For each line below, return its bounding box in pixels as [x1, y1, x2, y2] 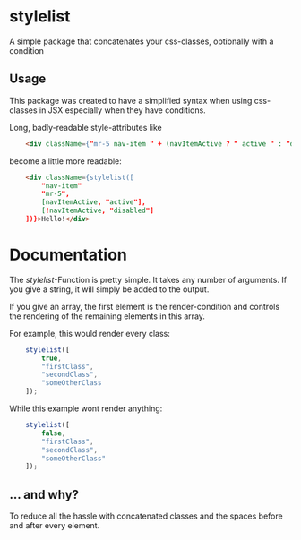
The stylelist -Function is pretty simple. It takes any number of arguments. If [9, 274, 288, 285]
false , [41, 428, 66, 438]
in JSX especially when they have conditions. [39, 105, 206, 116]
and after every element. [9, 520, 100, 531]
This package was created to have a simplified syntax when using [9, 95, 253, 106]
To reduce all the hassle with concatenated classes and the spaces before [9, 510, 284, 521]
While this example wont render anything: [9, 403, 163, 414]
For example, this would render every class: [9, 328, 170, 339]
